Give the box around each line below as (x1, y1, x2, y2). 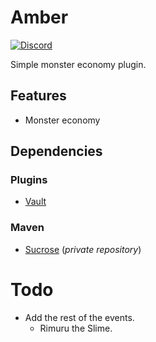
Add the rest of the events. (24, 311, 135, 323)
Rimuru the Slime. (39, 322, 113, 334)
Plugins (10, 173, 48, 187)
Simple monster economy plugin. (10, 58, 147, 70)
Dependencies (10, 143, 103, 160)
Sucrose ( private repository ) (24, 243, 142, 255)
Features (10, 87, 67, 105)
